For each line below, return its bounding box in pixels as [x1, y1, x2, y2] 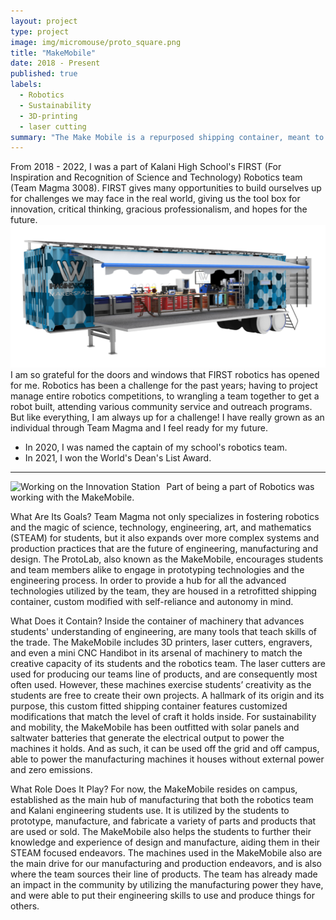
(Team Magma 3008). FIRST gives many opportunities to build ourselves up [10, 182, 322, 194]
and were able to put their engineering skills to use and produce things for [10, 890, 316, 902]
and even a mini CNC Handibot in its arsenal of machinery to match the [10, 647, 303, 659]
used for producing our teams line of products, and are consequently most [10, 668, 318, 680]
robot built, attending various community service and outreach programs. [10, 401, 313, 413]
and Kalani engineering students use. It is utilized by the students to [10, 805, 290, 817]
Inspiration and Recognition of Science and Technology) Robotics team [10, 171, 303, 184]
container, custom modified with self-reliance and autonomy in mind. [10, 596, 294, 608]
